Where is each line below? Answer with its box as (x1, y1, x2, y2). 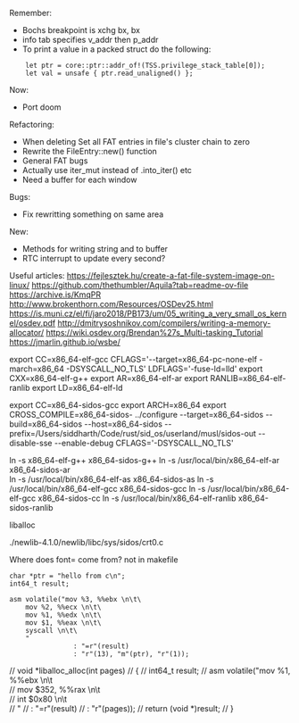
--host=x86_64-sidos (84, 419, 163, 429)
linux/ (9, 280, 30, 290)
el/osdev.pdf (9, 318, 56, 328)
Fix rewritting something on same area (21, 209, 164, 220)
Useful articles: (9, 270, 65, 280)
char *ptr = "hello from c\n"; (9, 571, 126, 580)
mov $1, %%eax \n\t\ (25, 619, 102, 627)
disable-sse (9, 437, 53, 448)
